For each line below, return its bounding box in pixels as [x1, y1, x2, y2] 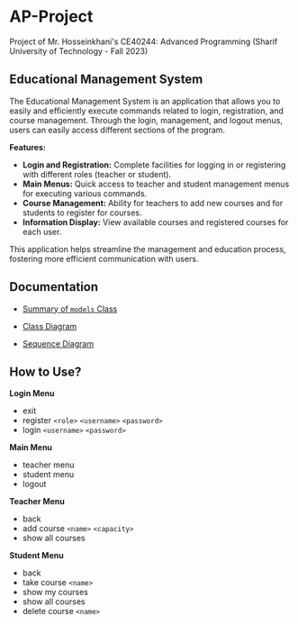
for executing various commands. [22, 187, 148, 199]
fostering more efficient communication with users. [9, 253, 199, 264]
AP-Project [9, 6, 94, 27]
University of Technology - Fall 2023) [9, 45, 149, 56]
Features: [9, 141, 47, 152]
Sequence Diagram [22, 338, 95, 348]
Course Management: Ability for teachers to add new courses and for [22, 197, 284, 208]
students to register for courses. [22, 207, 142, 218]
